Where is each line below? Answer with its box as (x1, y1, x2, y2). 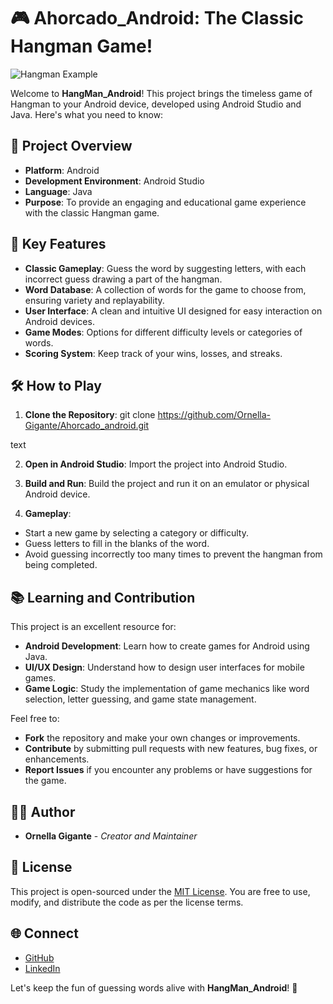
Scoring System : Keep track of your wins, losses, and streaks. (24, 347, 283, 359)
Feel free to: (10, 713, 60, 725)
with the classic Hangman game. (24, 206, 160, 219)
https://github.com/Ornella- (157, 409, 272, 421)
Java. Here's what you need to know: (10, 108, 164, 120)
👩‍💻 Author (10, 803, 76, 820)
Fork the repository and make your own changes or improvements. (24, 732, 301, 744)
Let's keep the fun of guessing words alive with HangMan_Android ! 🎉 (10, 981, 298, 994)
